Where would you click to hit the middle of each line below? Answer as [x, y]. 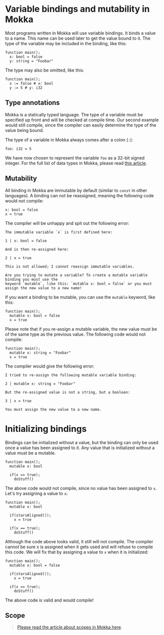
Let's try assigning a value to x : [36, 493]
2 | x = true [18, 258]
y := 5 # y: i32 [26, 88]
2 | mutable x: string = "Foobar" [40, 384]
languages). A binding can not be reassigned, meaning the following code [80, 195]
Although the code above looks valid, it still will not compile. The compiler [79, 541]
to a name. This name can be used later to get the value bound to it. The [78, 38]
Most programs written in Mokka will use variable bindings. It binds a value [80, 33]
